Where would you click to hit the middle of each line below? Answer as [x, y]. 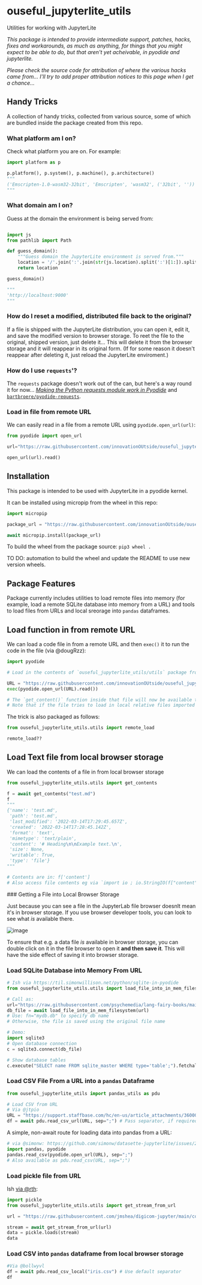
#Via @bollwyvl [26, 1266]
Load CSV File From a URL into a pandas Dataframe [81, 1081]
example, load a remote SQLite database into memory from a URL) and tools [101, 605]
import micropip [27, 513]
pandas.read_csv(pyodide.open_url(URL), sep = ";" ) [70, 1155]
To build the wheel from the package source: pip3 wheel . [79, 547]
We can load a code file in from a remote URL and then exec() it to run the [98, 644]
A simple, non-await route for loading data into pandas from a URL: [90, 1133]
